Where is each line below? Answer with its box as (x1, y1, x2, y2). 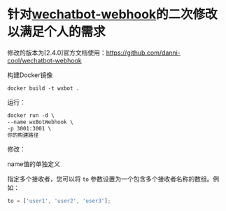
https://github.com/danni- (106, 48, 181, 57)
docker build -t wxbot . (7, 85, 80, 92)
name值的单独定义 (7, 160, 61, 168)
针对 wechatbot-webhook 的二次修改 (7, 6, 218, 22)
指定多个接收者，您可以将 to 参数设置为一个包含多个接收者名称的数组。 (7, 175, 213, 183)
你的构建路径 (7, 131, 39, 139)
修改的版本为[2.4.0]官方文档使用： (7, 48, 106, 57)
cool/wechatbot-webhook (7, 56, 82, 64)
